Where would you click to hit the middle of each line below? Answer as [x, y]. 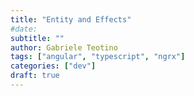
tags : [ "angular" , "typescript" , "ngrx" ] [98, 57]
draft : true [35, 76]
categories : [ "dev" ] [53, 66]
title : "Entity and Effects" [71, 19]
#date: [24, 29]
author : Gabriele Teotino [64, 47]
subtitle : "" [37, 38]
